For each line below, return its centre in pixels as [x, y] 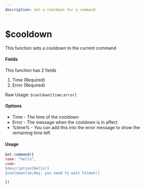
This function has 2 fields [31, 70]
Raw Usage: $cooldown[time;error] [41, 94]
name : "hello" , [21, 159]
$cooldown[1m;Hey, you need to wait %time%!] [52, 173]
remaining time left [31, 133]
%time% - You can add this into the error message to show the [76, 127]
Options [14, 106]
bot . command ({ [20, 155]
